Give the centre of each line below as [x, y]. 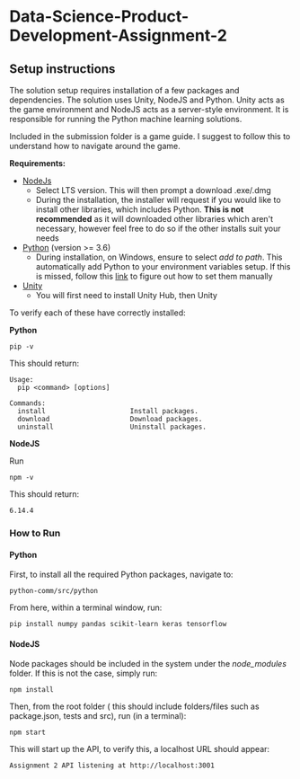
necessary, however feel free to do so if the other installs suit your [158, 228]
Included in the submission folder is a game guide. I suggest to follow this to [150, 136]
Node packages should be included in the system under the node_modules [148, 664]
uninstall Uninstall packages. [112, 427]
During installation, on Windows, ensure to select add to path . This [159, 257]
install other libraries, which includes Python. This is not [140, 209]
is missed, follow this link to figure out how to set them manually [154, 276]
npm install [31, 690]
